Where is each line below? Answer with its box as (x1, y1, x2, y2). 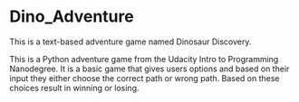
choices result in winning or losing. (9, 82, 140, 93)
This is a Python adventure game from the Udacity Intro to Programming (9, 53, 279, 64)
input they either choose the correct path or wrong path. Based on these (9, 72, 280, 83)
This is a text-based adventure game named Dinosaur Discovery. (9, 36, 252, 47)
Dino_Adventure (9, 6, 134, 27)
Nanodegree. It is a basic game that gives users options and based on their (9, 63, 290, 74)
